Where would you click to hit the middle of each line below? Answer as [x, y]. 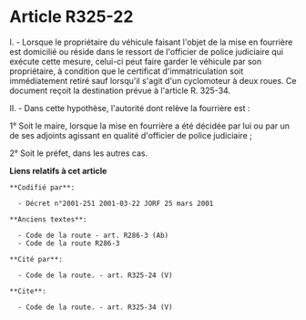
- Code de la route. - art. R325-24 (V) [95, 275]
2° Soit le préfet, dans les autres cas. [79, 153]
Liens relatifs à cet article [58, 170]
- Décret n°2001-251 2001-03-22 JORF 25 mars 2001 [116, 203]
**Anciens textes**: [49, 219]
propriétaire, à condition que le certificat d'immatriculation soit [127, 71]
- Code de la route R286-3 [69, 243]
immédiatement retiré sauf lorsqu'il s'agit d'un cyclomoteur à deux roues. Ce [153, 80]
